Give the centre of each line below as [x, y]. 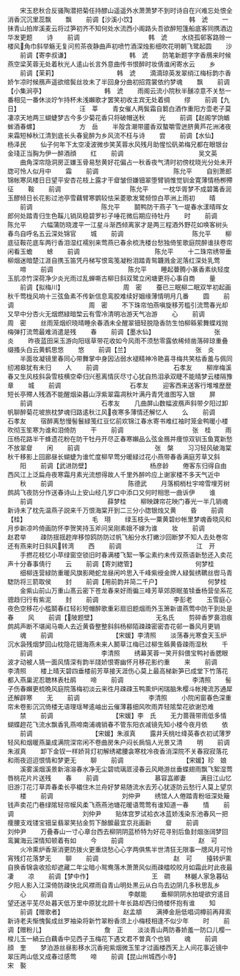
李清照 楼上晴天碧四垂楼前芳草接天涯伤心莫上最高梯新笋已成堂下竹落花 [118, 671]
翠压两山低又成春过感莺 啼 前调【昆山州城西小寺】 [92, 956]
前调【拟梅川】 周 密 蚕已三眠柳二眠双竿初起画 [125, 287]
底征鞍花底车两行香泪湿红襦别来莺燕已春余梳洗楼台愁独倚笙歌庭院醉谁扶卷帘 [120, 242]
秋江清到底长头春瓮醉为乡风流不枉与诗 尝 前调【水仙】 [123, 135]
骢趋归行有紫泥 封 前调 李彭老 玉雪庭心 [120, 599]
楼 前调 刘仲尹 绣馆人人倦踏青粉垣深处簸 [125, 796]
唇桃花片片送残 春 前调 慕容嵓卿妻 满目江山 [116, 778]
